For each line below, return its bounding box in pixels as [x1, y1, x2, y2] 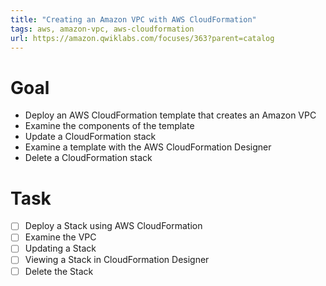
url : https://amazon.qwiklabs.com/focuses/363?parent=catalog [10, 33, 275, 43]
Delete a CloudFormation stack [24, 152, 153, 164]
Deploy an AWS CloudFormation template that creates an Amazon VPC [24, 109, 317, 121]
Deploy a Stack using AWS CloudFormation [24, 220, 203, 232]
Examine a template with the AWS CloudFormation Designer [24, 141, 272, 153]
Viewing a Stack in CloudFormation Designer [24, 254, 210, 266]
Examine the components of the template [24, 120, 195, 132]
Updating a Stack [24, 242, 97, 255]
